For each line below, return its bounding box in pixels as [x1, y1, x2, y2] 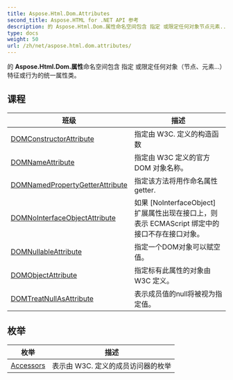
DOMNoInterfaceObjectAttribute [10, 213, 116, 222]
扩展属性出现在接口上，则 [134, 208, 218, 217]
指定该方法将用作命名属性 [134, 176, 218, 185]
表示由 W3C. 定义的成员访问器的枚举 [51, 361, 172, 370]
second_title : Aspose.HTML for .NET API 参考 [7, 17, 139, 24]
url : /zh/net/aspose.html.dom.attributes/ [7, 42, 132, 49]
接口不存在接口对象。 [134, 229, 205, 238]
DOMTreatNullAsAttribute [10, 293, 94, 303]
